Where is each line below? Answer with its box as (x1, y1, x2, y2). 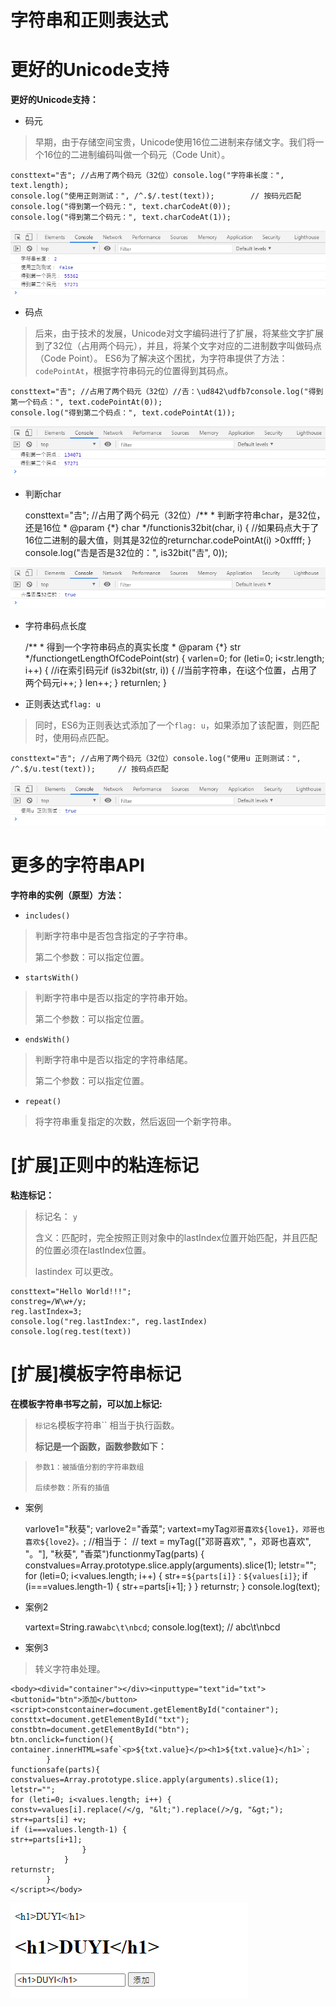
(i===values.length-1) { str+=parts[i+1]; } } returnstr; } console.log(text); (24, 1580, 321, 1592)
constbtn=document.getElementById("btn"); (10, 1724, 190, 1735)
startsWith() (24, 973, 80, 983)
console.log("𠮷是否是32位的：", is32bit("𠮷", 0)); (24, 546, 228, 558)
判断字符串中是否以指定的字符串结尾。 (34, 1054, 193, 1066)
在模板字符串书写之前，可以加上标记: (10, 1397, 163, 1410)
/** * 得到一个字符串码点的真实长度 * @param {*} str (24, 641, 242, 653)
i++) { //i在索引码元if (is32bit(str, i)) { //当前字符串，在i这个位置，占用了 (24, 664, 318, 676)
